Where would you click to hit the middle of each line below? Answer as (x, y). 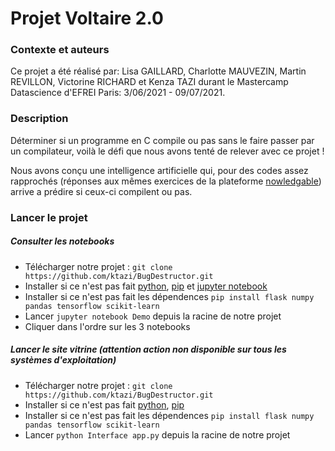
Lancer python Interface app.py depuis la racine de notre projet (157, 434)
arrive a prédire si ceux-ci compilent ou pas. (101, 191)
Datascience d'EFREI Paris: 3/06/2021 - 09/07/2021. (118, 93)
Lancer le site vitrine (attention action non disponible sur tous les (148, 349)
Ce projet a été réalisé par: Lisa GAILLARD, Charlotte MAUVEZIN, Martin (158, 71)
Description (39, 119)
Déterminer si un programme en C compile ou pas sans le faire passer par (162, 140)
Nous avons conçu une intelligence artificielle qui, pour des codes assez (159, 170)
